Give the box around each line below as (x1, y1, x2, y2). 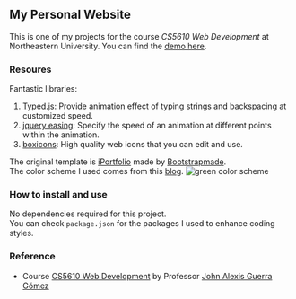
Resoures (9, 63, 52, 75)
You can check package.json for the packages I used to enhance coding (9, 218, 275, 229)
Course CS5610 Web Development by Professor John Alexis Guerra (22, 270, 273, 281)
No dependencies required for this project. (9, 208, 167, 219)
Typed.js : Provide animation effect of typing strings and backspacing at (22, 101, 287, 111)
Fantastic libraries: (9, 84, 78, 94)
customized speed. (22, 110, 94, 121)
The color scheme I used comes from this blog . (9, 166, 184, 177)
